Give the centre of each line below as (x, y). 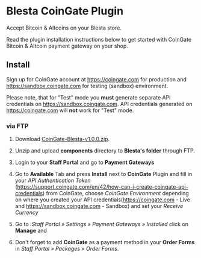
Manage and (31, 231)
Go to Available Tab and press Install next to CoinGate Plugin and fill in (104, 174)
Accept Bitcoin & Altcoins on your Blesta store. (64, 28)
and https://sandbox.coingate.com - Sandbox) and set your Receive (99, 206)
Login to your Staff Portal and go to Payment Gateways (85, 162)
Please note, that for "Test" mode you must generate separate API (88, 97)
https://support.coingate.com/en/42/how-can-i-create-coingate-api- (103, 187)
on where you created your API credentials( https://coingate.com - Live (103, 200)
